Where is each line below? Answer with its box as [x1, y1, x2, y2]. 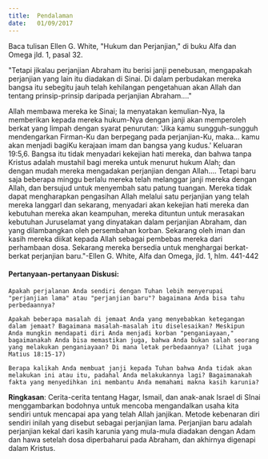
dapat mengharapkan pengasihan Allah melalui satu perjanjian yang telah [8, 191, 250, 201]
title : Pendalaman [8, 11, 74, 20]
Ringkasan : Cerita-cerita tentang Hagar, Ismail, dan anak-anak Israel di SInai [8, 392, 261, 401]
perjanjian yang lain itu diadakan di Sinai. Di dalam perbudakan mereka [8, 74, 242, 83]
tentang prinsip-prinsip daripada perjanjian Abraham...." [8, 91, 192, 100]
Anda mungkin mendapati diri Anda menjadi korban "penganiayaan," [8, 329, 234, 337]
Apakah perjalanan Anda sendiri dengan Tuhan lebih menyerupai [8, 287, 224, 295]
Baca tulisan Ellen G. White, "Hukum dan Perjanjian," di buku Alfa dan [8, 41, 237, 50]
